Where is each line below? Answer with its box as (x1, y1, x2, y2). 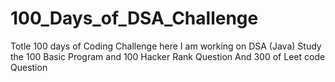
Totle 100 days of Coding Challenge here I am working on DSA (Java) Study (10, 40, 322, 52)
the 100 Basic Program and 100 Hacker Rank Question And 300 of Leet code (10, 50, 326, 62)
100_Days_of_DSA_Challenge (10, 7, 259, 30)
